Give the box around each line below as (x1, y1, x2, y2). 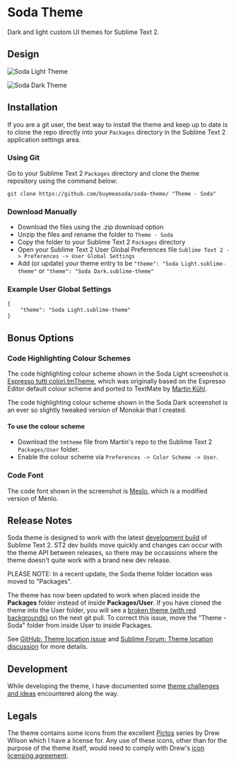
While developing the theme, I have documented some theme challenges (7, 682, 220, 690)
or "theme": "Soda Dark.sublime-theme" (38, 267, 154, 275)
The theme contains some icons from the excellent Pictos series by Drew (7, 729, 220, 737)
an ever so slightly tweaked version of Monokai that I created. (7, 405, 187, 415)
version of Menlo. (7, 494, 59, 503)
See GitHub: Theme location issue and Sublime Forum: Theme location (7, 635, 213, 644)
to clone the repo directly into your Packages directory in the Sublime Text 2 (7, 128, 226, 136)
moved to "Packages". (7, 577, 72, 586)
